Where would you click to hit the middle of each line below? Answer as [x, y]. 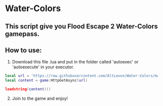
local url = [17, 76]
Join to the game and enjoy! [40, 98]
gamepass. [22, 34]
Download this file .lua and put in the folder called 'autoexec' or [75, 62]
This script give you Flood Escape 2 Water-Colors [81, 26]
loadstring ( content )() [28, 89]
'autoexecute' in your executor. [43, 67]
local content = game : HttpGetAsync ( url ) [47, 80]
